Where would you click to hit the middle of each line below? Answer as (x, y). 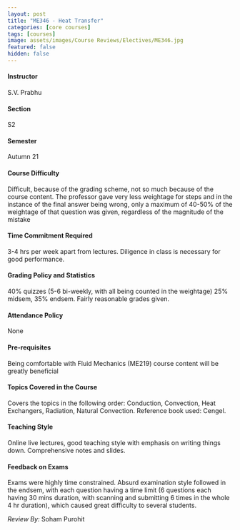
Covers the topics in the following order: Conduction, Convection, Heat (112, 403)
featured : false (31, 47)
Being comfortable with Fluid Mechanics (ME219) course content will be (113, 363)
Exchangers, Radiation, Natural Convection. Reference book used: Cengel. (117, 410)
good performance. (36, 259)
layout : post (27, 14)
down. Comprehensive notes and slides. (66, 450)
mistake (19, 219)
